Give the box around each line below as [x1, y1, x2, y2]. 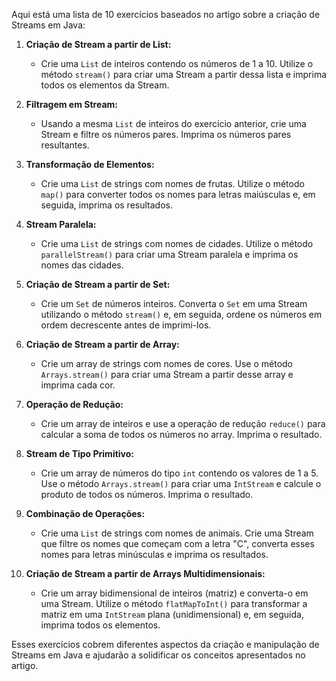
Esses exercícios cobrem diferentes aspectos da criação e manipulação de [11, 639, 320, 650]
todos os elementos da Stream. [40, 79, 170, 91]
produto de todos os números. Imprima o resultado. [40, 489, 254, 500]
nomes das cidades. [40, 259, 124, 271]
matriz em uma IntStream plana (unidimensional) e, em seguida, [40, 609, 304, 620]
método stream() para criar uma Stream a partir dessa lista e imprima [40, 69, 328, 80]
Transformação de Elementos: [25, 159, 155, 170]
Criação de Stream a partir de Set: [25, 279, 171, 290]
